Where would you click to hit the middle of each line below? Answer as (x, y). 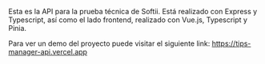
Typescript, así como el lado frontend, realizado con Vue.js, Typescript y (128, 20)
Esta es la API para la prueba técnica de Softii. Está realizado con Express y (133, 11)
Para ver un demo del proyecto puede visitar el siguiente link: (109, 43)
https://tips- (231, 43)
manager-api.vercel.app (48, 52)
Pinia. (17, 28)
